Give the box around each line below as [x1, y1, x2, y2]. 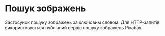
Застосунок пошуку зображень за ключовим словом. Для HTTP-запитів [5, 19, 160, 25]
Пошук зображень [5, 3, 86, 14]
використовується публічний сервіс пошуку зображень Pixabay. [5, 24, 143, 30]
